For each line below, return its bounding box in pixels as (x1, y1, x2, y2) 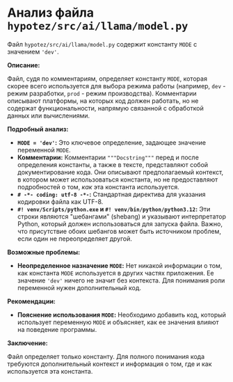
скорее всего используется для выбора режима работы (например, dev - (7, 81, 226, 90)
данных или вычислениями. (7, 111, 90, 120)
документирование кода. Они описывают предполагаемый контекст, (17, 168, 224, 176)
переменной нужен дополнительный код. (17, 283, 141, 292)
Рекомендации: (7, 297, 56, 305)
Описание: (7, 61, 40, 69)
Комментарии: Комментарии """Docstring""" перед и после (17, 153, 200, 161)
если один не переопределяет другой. (17, 234, 132, 243)
